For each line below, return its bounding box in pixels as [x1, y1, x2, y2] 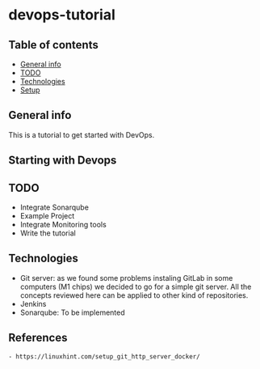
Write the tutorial [19, 228, 77, 238]
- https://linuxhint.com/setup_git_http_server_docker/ [8, 352, 200, 361]
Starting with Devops [8, 154, 117, 168]
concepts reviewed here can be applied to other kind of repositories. [19, 290, 249, 300]
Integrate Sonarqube [19, 202, 89, 212]
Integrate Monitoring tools [19, 220, 107, 230]
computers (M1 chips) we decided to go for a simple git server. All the [19, 282, 252, 291]
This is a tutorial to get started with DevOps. [8, 129, 155, 139]
